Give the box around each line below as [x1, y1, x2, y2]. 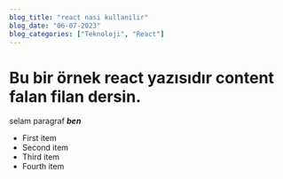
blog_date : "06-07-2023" [9, 21, 101, 30]
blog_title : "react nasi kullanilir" [9, 12, 149, 22]
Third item [21, 152, 60, 162]
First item [21, 133, 57, 144]
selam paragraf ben [9, 116, 82, 127]
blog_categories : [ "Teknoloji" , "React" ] [9, 29, 165, 38]
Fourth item [21, 161, 65, 172]
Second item [21, 143, 69, 153]
